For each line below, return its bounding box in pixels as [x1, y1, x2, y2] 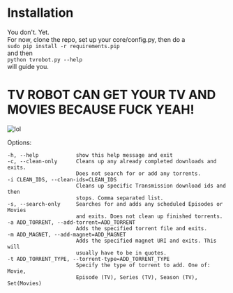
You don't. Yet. [7, 28, 50, 36]
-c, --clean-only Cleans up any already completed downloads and [7, 158, 217, 165]
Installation [7, 5, 74, 21]
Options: [7, 138, 32, 146]
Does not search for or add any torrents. [75, 170, 201, 177]
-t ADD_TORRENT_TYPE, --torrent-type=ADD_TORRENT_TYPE [7, 255, 170, 262]
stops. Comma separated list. [75, 194, 164, 202]
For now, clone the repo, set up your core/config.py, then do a [7, 35, 186, 43]
